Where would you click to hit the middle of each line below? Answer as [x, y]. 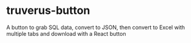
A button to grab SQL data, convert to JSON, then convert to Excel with [95, 27]
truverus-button [48, 11]
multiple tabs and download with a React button [66, 33]
